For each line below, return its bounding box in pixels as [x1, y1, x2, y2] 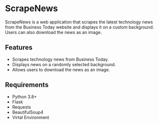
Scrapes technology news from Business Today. [12, 56, 109, 62]
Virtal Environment [12, 114, 50, 120]
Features [5, 43, 33, 52]
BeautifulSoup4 [12, 109, 44, 115]
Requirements [5, 81, 49, 89]
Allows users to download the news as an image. [12, 67, 110, 72]
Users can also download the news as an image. [5, 29, 102, 35]
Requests [12, 104, 31, 110]
